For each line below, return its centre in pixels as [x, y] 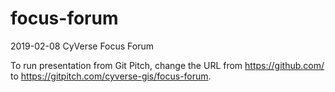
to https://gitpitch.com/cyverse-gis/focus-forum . [111, 76]
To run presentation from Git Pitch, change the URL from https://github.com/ [167, 65]
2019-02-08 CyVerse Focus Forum [82, 46]
